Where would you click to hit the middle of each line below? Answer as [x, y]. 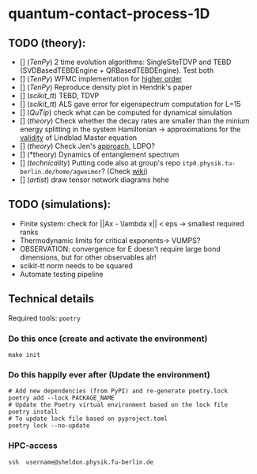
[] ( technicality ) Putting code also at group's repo [100, 163]
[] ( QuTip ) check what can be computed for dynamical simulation [126, 112]
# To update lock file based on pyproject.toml [88, 419]
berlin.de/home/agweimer [60, 172]
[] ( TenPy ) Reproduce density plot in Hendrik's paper [106, 87]
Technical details [51, 299]
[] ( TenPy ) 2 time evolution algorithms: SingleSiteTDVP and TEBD [125, 62]
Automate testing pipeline [61, 274]
